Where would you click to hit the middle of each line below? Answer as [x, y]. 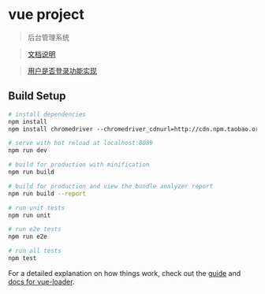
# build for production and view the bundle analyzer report [111, 186]
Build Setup [37, 96]
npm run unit [30, 215]
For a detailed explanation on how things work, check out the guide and [125, 273]
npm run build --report [47, 194]
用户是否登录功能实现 [62, 71]
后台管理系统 [48, 37]
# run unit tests [37, 208]
